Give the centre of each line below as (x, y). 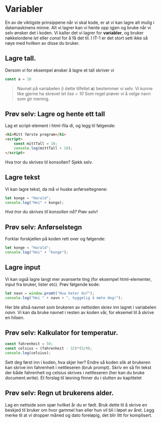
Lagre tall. (21, 59)
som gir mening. (33, 99)
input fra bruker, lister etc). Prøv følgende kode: (53, 284)
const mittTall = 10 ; (36, 144)
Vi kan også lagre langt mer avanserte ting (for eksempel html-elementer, (78, 279)
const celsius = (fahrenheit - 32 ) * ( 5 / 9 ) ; (49, 349)
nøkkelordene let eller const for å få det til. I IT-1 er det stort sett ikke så (77, 38)
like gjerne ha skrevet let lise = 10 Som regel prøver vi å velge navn (84, 93)
